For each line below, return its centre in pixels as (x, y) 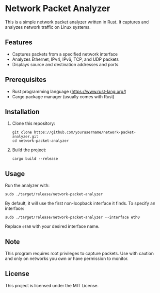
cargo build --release (35, 159)
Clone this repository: (33, 123)
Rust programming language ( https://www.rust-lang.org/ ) (69, 91)
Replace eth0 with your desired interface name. (52, 226)
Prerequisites (26, 80)
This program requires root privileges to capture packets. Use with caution (80, 253)
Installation (22, 112)
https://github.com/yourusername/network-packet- (85, 132)
